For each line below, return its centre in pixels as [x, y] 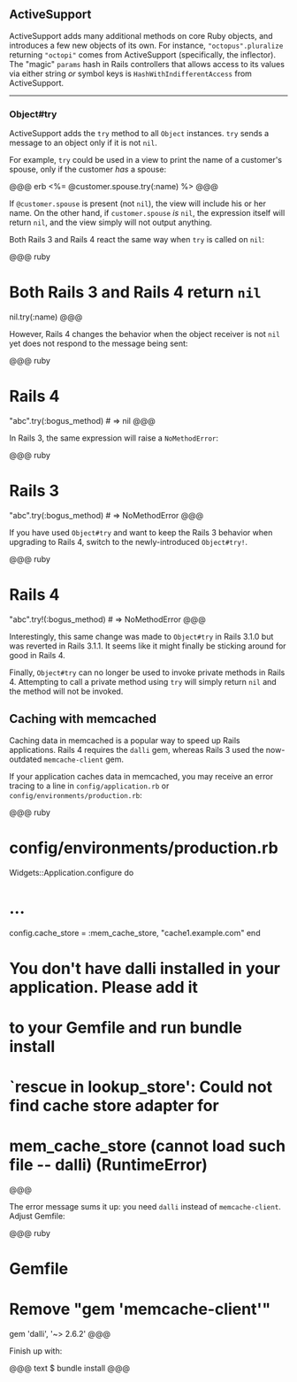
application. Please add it [104, 987]
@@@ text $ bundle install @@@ [70, 1368]
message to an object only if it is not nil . [83, 143]
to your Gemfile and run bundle [126, 1028]
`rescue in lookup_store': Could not [141, 1087]
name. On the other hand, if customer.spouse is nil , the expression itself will [147, 213]
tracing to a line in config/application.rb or [89, 786]
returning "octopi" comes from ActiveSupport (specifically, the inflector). [143, 54]
